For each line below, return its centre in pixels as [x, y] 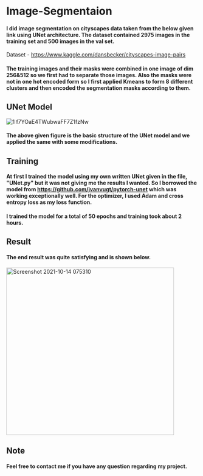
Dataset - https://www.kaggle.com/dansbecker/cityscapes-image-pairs [96, 55]
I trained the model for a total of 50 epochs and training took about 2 [94, 216]
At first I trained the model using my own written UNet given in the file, [97, 177]
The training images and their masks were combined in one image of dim [100, 69]
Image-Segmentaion [59, 11]
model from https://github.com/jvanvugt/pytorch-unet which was [91, 189]
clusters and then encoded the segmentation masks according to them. [99, 88]
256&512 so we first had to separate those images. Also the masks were [99, 75]
